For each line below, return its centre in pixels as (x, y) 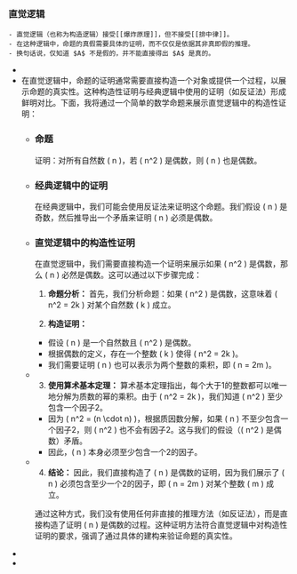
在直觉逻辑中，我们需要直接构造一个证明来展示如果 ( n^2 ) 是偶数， (157, 264)
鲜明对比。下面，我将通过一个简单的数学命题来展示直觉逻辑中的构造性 (150, 103)
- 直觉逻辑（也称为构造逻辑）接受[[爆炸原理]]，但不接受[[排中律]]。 (121, 35)
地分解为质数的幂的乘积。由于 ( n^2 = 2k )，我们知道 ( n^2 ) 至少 (165, 396)
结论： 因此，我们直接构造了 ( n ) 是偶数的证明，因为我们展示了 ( (166, 473)
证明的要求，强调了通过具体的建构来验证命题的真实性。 (136, 536)
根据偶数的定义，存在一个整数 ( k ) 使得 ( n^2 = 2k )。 (145, 354)
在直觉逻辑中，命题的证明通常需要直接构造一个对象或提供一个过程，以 (150, 81)
